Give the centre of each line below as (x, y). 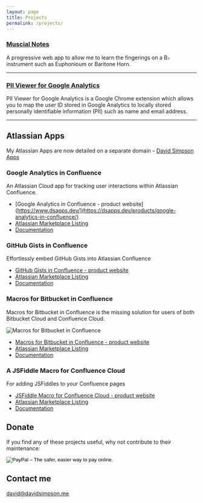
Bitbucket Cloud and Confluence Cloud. (56, 318)
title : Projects (27, 18)
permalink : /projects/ (35, 23)
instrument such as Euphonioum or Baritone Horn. (69, 64)
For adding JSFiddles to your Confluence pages (66, 383)
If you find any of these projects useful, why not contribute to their (89, 442)
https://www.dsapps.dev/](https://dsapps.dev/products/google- (97, 211)
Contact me (29, 479)
